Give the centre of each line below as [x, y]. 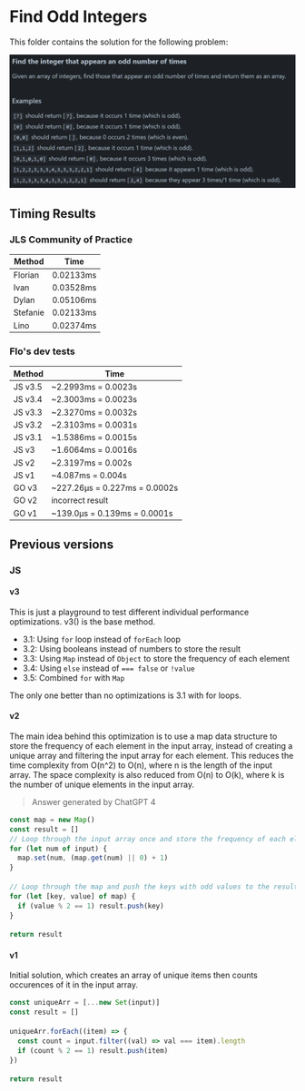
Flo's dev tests [42, 351]
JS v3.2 [28, 425]
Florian [26, 275]
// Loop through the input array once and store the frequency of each [148, 839]
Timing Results [53, 214]
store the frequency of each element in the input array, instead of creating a [151, 745]
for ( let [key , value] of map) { [73, 896]
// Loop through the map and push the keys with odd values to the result [154, 887]
